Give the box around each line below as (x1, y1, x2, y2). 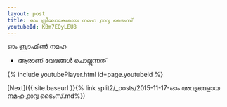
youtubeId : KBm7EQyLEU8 (7, 23, 77, 30)
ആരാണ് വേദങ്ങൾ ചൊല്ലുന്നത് (17, 57, 107, 65)
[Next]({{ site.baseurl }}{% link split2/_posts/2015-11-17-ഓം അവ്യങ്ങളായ (7, 84, 220, 92)
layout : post (7, 10, 46, 17)
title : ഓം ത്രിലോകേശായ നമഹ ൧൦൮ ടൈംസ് (7, 17, 134, 24)
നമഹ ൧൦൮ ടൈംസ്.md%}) (7, 92, 86, 100)
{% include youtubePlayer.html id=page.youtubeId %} (7, 71, 164, 79)
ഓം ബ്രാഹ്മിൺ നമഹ (7, 43, 67, 51)
